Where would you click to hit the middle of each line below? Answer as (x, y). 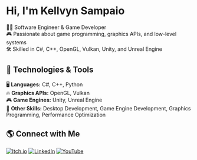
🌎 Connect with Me (43, 134)
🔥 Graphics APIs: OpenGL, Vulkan (48, 93)
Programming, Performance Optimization (56, 115)
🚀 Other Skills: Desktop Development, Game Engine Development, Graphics (98, 108)
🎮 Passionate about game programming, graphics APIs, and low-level (91, 34)
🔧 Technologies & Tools (50, 70)
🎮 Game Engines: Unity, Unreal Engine (54, 100)
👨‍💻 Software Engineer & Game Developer (56, 27)
